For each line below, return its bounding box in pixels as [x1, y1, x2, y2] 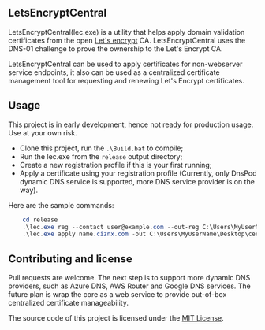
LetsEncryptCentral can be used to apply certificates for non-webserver [8, 59, 243, 69]
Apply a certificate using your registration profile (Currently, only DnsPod [19, 169, 258, 178]
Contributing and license [8, 252, 132, 265]
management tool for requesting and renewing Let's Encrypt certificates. [8, 76, 244, 85]
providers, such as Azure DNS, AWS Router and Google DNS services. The [8, 281, 251, 291]
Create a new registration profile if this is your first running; [19, 160, 212, 169]
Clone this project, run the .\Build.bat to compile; [19, 143, 184, 153]
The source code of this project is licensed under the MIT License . [8, 313, 225, 323]
